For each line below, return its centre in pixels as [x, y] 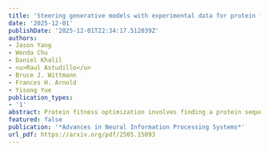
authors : [23, 38]
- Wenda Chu [28, 53]
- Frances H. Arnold [43, 82]
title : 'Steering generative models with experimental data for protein [132, 16]
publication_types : [41, 97]
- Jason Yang [30, 46]
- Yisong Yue [30, 90]
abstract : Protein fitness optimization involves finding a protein [125, 113]
